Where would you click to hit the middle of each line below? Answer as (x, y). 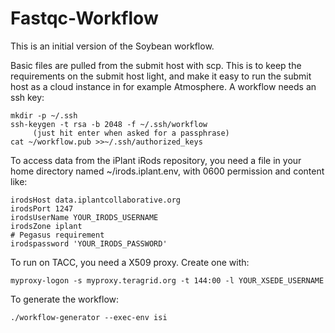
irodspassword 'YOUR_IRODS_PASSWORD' (89, 243)
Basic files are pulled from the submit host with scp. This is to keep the (156, 65)
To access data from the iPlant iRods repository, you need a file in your (156, 160)
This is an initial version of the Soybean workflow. (112, 46)
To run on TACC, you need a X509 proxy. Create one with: (130, 262)
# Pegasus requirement (57, 235)
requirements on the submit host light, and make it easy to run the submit (161, 76)
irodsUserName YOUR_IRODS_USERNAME (84, 217)
